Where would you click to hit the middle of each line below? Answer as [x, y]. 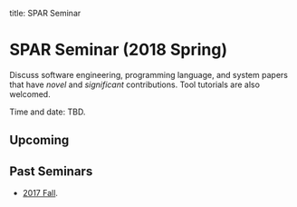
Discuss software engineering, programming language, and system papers [148, 74]
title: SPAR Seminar [45, 13]
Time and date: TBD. [48, 112]
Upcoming [39, 140]
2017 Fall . [40, 193]
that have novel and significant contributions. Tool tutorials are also [135, 84]
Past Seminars [51, 171]
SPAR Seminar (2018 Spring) [119, 50]
